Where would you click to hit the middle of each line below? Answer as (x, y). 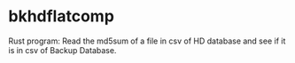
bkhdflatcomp (61, 16)
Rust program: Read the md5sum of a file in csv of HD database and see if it (147, 41)
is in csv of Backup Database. (62, 50)
